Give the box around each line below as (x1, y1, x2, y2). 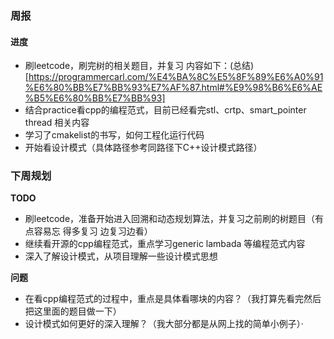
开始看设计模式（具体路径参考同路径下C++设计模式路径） (24, 142, 263, 154)
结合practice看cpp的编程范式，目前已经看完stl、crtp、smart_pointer (24, 104, 307, 116)
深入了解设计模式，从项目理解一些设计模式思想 (24, 250, 218, 262)
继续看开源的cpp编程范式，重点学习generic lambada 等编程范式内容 (24, 238, 306, 250)
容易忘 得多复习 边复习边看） (33, 225, 153, 237)
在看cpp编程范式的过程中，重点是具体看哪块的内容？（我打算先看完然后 (24, 293, 322, 305)
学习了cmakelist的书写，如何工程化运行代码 (24, 129, 205, 141)
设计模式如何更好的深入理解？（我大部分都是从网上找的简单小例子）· (24, 318, 304, 330)
